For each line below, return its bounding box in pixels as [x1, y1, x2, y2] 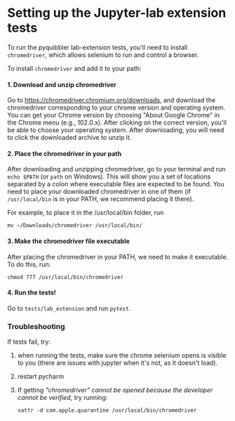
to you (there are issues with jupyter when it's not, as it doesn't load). [17, 358, 218, 367]
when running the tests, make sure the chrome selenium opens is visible [17, 351, 227, 360]
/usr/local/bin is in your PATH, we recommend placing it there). [7, 195, 194, 203]
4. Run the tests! [7, 288, 56, 297]
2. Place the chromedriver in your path [7, 149, 121, 157]
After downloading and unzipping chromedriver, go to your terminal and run [7, 165, 226, 174]
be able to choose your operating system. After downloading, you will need [7, 126, 224, 134]
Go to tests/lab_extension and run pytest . [7, 304, 131, 312]
